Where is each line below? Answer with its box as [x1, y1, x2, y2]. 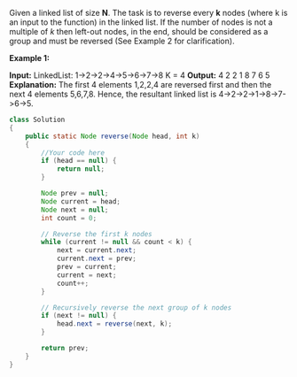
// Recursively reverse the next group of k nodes [41, 303, 232, 312]
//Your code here [41, 148, 105, 158]
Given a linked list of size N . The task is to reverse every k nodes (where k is [9, 8, 288, 18]
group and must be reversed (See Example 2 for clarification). [9, 35, 235, 46]
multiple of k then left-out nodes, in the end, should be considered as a [9, 27, 269, 36]
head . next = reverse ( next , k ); [56, 319, 173, 328]
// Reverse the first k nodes [41, 229, 152, 238]
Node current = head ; [41, 196, 121, 206]
